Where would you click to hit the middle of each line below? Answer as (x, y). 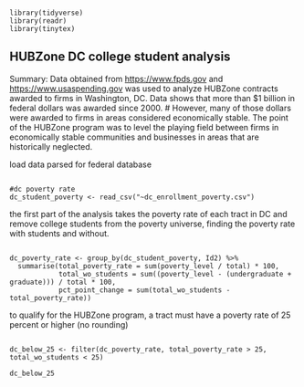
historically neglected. (51, 146)
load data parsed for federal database (81, 164)
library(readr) (38, 21)
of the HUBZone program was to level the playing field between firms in (144, 127)
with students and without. (59, 233)
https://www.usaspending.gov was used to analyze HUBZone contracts (144, 89)
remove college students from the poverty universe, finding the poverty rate (152, 224)
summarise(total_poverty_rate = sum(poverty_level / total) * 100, (149, 266)
